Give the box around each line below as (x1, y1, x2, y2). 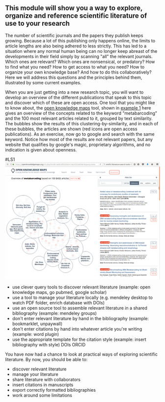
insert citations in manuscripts (12, 382, 74, 388)
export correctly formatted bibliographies (12, 387, 96, 393)
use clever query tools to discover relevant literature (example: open (12, 284, 151, 290)
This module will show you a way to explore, (5, 4, 143, 12)
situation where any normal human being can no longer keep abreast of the (5, 48, 158, 54)
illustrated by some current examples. (5, 79, 82, 85)
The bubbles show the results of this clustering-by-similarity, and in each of (5, 120, 159, 126)
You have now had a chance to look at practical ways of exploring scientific (5, 351, 158, 357)
